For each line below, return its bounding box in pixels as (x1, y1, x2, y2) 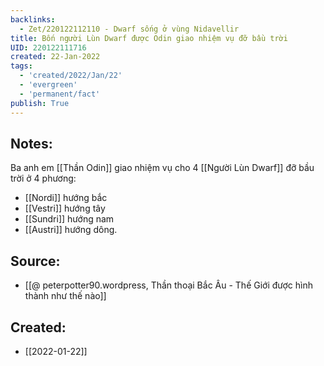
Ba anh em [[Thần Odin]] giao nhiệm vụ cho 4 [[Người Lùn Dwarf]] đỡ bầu (10, 162, 315, 174)
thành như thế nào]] (24, 290, 107, 302)
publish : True (10, 98, 70, 108)
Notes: (10, 135, 53, 152)
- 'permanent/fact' (19, 89, 101, 99)
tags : (10, 61, 33, 71)
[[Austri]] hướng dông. (24, 224, 118, 236)
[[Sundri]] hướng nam (24, 213, 115, 225)
